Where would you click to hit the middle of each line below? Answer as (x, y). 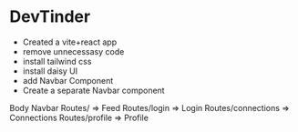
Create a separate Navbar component (94, 90)
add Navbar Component (68, 80)
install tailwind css (57, 61)
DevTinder (50, 17)
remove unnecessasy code (73, 51)
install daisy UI (50, 71)
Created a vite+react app (69, 42)
